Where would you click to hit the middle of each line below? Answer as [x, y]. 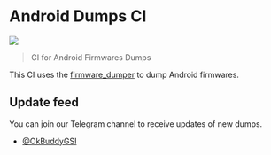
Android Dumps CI [78, 16]
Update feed [44, 102]
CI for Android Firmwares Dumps [91, 57]
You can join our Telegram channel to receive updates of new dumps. [136, 124]
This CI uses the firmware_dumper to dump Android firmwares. [124, 74]
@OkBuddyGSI [49, 141]
